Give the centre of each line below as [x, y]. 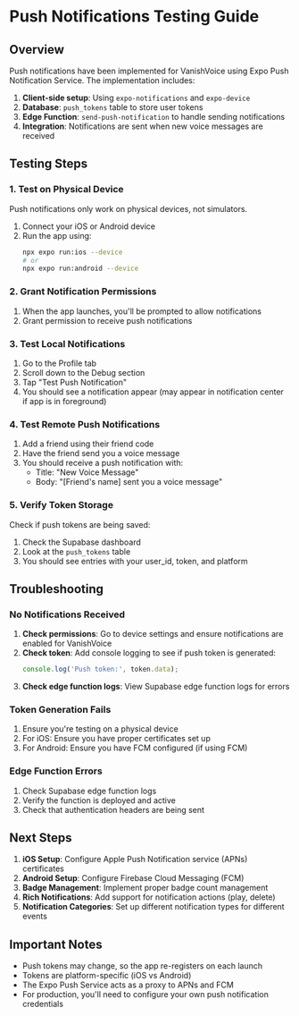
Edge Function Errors [56, 771]
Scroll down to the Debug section [83, 372]
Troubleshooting [57, 589]
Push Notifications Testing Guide [134, 17]
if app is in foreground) [64, 401]
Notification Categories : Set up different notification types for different [153, 907]
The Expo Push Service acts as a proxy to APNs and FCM [128, 985]
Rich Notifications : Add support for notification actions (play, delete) [149, 897]
